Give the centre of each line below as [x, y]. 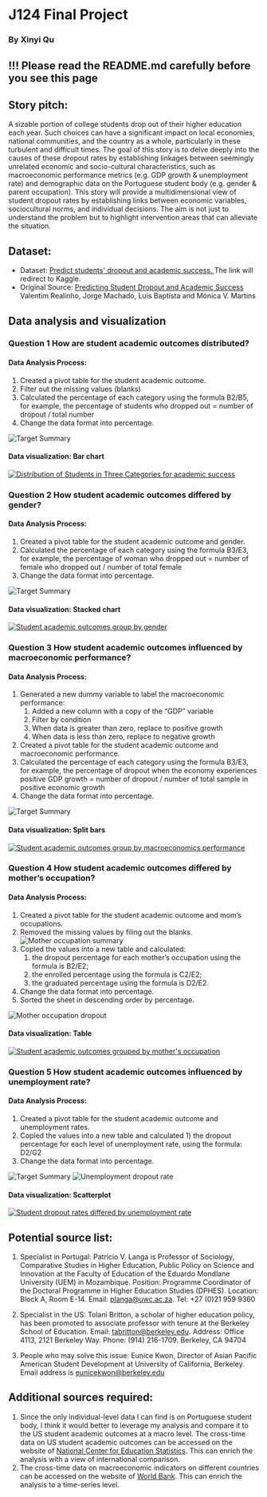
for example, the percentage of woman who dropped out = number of [134, 558]
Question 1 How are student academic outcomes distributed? [129, 343]
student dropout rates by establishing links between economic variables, [128, 200]
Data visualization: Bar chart [57, 456]
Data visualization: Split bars [57, 829]
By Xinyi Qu [31, 40]
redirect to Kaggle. [50, 279]
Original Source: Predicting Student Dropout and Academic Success [132, 287]
